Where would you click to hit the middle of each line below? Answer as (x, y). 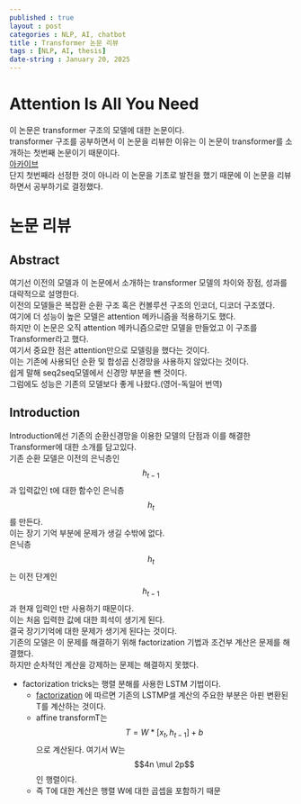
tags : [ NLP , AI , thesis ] (58, 51)
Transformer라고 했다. (49, 339)
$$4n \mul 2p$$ (164, 764)
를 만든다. (26, 522)
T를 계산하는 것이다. (71, 706)
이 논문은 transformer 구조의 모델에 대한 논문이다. (97, 130)
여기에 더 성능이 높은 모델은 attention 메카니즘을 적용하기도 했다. (123, 316)
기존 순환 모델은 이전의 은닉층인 (65, 458)
